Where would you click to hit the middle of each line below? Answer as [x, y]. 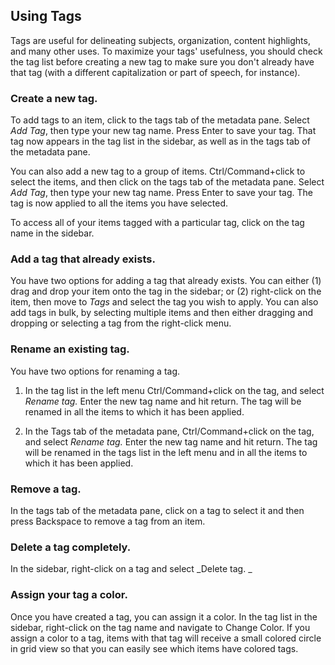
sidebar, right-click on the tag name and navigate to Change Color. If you [160, 627]
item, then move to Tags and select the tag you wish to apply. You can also [164, 302]
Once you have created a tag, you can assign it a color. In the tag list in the [164, 616]
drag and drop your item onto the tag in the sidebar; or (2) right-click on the [166, 291]
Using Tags [46, 16]
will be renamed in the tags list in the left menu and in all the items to [166, 452]
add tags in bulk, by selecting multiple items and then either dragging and [162, 313]
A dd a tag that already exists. [83, 259]
